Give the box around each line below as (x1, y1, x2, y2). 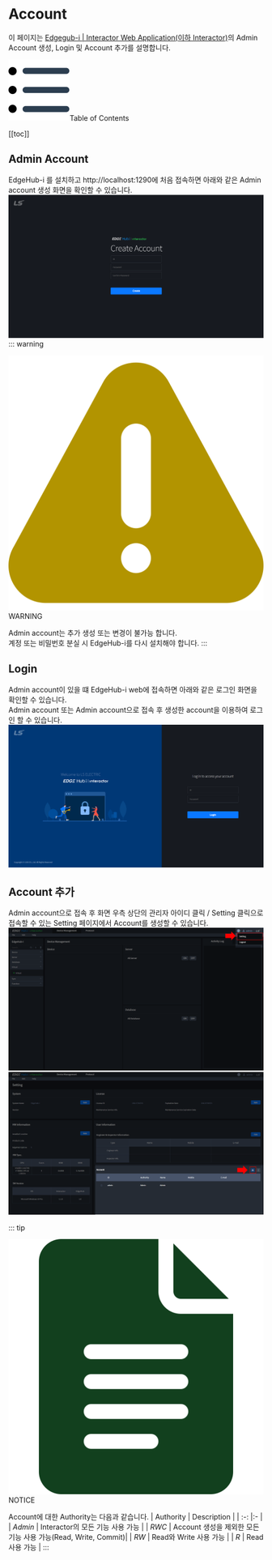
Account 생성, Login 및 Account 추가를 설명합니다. (8, 42, 172, 53)
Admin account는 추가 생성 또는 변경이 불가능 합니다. (8, 628, 178, 637)
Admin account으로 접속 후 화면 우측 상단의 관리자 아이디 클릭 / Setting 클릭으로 (8, 908, 264, 918)
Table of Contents (70, 113, 130, 122)
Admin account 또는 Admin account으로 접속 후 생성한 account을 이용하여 (8, 705, 249, 714)
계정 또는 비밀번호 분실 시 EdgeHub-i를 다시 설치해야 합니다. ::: (8, 637, 208, 648)
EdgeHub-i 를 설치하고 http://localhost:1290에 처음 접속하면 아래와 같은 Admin (8, 175, 261, 185)
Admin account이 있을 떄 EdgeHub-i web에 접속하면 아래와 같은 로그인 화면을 (8, 684, 257, 694)
